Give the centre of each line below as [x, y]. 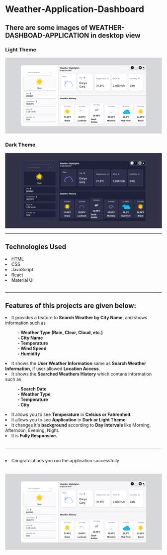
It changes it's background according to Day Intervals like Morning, [81, 425]
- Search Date [32, 389]
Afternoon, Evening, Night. [32, 430]
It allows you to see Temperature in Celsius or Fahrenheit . [72, 414]
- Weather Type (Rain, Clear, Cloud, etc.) [60, 333]
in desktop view [115, 35]
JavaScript [23, 269]
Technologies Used [36, 247]
